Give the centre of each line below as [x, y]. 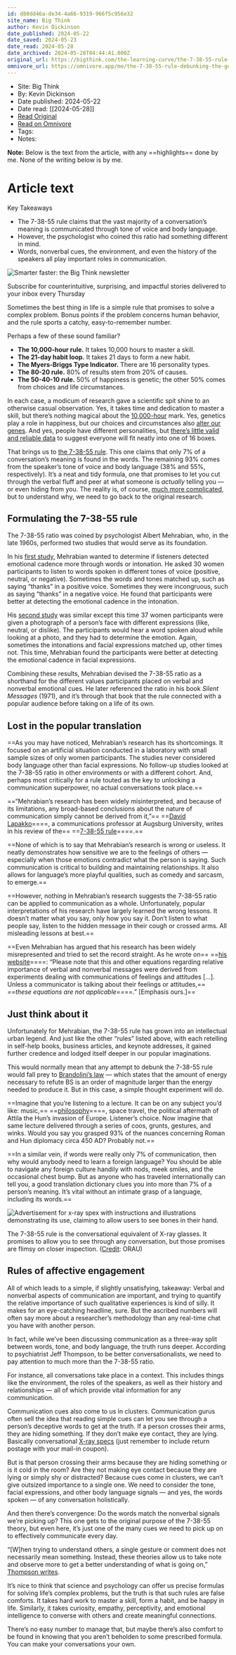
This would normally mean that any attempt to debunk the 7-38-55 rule [110, 1067]
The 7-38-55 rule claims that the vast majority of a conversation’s [112, 221]
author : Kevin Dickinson [44, 27]
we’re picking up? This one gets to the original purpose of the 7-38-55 [109, 1520]
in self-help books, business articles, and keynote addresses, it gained [109, 1046]
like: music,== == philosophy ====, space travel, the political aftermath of [113, 1111]
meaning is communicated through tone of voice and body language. [117, 229]
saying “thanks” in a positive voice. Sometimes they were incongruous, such [118, 587]
